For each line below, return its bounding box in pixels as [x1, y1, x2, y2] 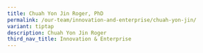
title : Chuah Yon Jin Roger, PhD [7, 10, 104, 17]
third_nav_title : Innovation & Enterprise [7, 36, 132, 43]
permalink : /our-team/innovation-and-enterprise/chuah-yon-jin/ [7, 17, 197, 23]
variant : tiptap [7, 23, 54, 30]
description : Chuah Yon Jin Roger [7, 29, 107, 36]
